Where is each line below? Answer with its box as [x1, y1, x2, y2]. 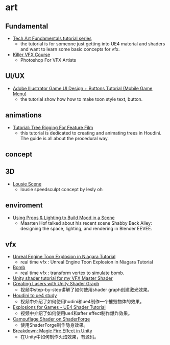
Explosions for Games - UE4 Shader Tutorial [12, 304, 106, 310]
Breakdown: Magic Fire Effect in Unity [12, 328, 93, 334]
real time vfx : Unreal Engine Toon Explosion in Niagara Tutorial [20, 259, 153, 265]
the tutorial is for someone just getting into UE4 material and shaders [20, 41, 165, 47]
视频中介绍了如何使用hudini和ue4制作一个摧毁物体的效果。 [20, 299, 144, 305]
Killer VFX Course [12, 51, 51, 58]
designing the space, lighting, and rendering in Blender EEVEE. [20, 225, 152, 231]
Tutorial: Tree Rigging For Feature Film [12, 124, 93, 130]
